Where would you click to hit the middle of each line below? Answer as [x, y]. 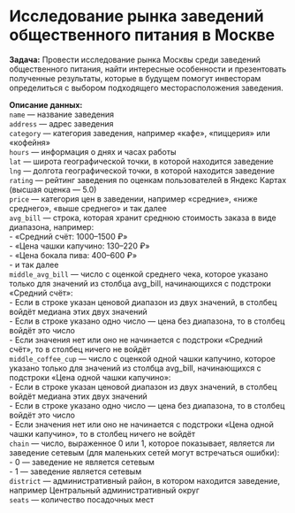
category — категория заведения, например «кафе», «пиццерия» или [140, 133]
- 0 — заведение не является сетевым [82, 462]
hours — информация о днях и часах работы [93, 151]
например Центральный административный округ [105, 490]
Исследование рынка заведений [136, 16]
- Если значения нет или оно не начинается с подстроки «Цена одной [141, 424]
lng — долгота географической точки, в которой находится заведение [142, 171]
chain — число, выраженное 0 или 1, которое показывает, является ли [142, 443]
